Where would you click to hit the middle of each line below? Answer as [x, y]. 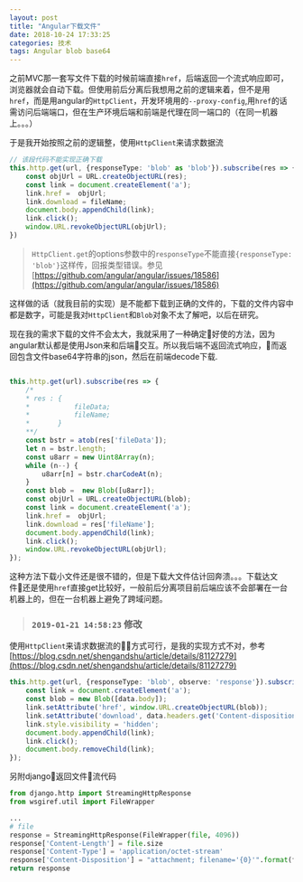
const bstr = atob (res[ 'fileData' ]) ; [96, 440]
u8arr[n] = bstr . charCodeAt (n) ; [103, 474]
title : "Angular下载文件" [55, 26]
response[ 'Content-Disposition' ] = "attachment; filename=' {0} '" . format [149, 860]
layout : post [34, 18]
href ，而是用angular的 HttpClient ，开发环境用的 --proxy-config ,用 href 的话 [148, 101]
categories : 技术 [41, 43]
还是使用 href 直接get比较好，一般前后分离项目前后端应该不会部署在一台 [155, 587]
